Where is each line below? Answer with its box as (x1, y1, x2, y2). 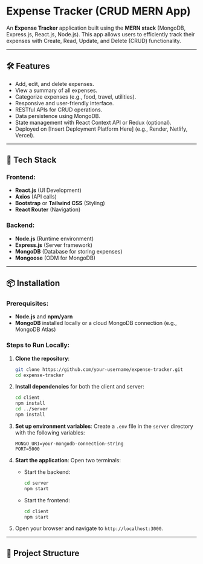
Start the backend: (24, 468, 71, 476)
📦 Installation (6, 278, 60, 289)
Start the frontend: (24, 496, 71, 503)
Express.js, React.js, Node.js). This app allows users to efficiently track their (6, 30, 195, 38)
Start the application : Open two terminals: (14, 456, 121, 464)
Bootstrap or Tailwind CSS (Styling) (14, 200, 106, 207)
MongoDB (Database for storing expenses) (14, 248, 123, 255)
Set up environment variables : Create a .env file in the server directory (14, 422, 193, 430)
